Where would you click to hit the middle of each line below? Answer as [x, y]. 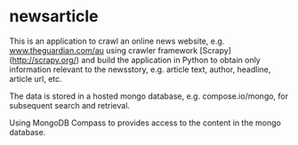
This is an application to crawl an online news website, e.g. [117, 41]
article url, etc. [36, 78]
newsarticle [54, 16]
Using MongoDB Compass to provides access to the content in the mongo [145, 123]
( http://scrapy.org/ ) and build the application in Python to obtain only [135, 60]
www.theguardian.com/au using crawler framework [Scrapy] [120, 50]
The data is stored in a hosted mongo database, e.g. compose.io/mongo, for [149, 96]
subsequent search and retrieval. [70, 105]
